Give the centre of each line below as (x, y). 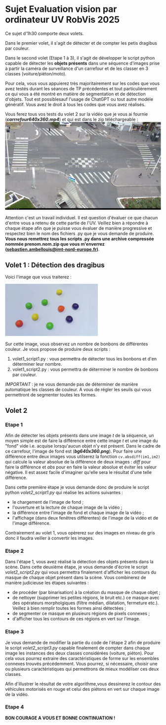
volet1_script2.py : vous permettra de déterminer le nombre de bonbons (85, 369)
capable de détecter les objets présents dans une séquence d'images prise (83, 63)
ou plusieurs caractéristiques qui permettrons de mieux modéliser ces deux (82, 669)
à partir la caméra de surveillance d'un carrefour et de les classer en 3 (77, 68)
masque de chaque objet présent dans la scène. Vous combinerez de (76, 578)
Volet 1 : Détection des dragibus (55, 265)
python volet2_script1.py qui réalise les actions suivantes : (64, 492)
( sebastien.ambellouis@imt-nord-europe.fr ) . (52, 250)
